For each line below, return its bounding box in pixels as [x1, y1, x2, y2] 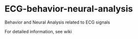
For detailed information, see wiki [4, 28, 72, 34]
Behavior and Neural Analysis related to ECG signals [4, 19, 110, 25]
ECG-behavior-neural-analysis [4, 3, 133, 14]
